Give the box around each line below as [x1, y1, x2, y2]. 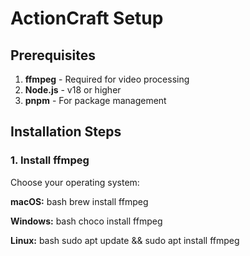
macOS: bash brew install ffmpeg [10, 195, 149, 207]
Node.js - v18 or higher [24, 84, 122, 96]
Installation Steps [10, 123, 122, 141]
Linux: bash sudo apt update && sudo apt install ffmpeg [10, 234, 240, 246]
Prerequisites [10, 47, 96, 64]
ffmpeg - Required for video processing [24, 73, 190, 85]
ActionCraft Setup [10, 7, 164, 30]
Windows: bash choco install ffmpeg [10, 215, 163, 227]
